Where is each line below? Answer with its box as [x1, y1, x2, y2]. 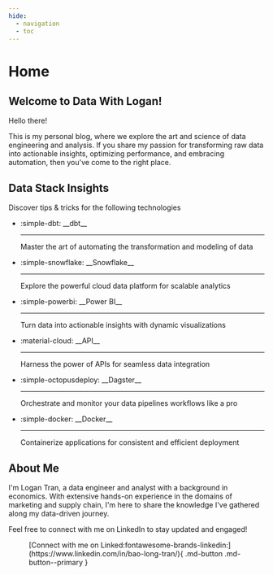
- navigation [15, 20, 60, 28]
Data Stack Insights [8, 181, 110, 195]
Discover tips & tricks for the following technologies [8, 203, 181, 212]
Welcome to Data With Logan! [8, 94, 162, 108]
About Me [8, 461, 59, 475]
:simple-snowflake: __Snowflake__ [19, 258, 134, 268]
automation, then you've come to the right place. [8, 158, 171, 168]
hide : [8, 11, 27, 20]
